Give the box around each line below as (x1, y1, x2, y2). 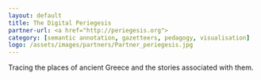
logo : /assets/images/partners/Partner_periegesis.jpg (8, 41, 194, 49)
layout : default (8, 11, 62, 20)
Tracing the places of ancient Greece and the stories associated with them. (8, 63, 254, 72)
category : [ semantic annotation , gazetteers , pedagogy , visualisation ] (8, 33, 250, 42)
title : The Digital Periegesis (8, 19, 112, 27)
